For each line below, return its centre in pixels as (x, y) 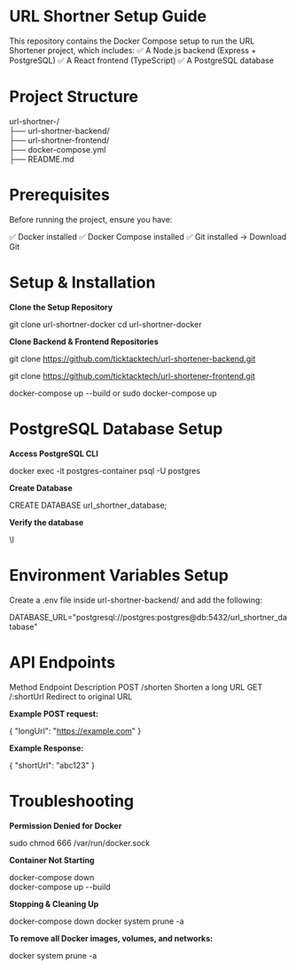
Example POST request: (54, 714)
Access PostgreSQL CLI (54, 453)
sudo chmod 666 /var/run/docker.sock (80, 843)
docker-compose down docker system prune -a (97, 921)
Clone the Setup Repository (61, 307)
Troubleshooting (72, 801)
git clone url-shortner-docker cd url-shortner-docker (105, 324)
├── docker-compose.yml (58, 149)
